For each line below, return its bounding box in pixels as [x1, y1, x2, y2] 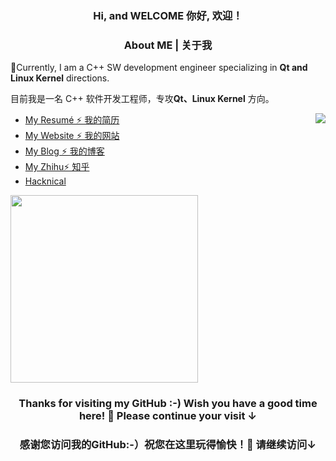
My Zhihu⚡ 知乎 [24, 161, 90, 173]
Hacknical [24, 175, 67, 187]
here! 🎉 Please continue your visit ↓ [78, 409, 258, 423]
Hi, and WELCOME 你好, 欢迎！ [93, 8, 243, 22]
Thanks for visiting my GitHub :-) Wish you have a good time [18, 397, 318, 411]
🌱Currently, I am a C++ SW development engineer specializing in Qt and [10, 62, 308, 74]
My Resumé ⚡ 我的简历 [24, 114, 120, 126]
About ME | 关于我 [123, 38, 213, 52]
